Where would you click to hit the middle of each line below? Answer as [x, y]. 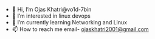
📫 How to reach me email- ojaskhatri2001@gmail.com [80, 29]
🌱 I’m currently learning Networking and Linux [70, 22]
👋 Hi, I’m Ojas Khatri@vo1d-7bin [52, 9]
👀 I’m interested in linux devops [51, 16]
